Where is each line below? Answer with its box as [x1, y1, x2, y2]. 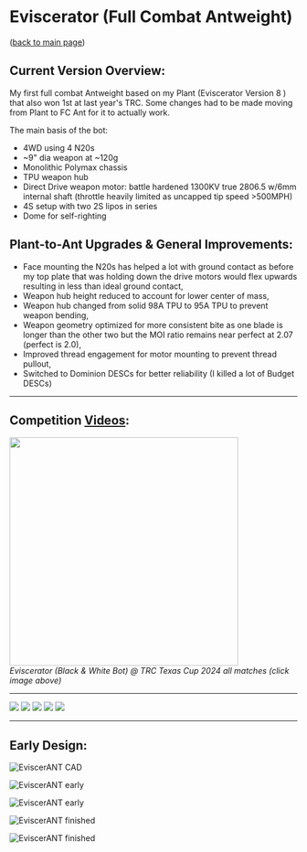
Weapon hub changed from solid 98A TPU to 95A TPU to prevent [22, 300, 269, 311]
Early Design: [9, 738, 88, 753]
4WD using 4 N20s [22, 142, 95, 153]
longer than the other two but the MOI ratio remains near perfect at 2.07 [22, 329, 294, 340]
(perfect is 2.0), [22, 338, 82, 349]
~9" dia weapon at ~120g [22, 152, 119, 163]
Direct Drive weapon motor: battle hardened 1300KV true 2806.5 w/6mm [22, 181, 297, 192]
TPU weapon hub [22, 171, 89, 182]
